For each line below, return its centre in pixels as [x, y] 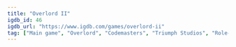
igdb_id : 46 [25, 20]
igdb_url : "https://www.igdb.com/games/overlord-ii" [86, 26]
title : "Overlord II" [39, 13]
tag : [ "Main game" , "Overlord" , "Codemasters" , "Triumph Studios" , [108, 33]
